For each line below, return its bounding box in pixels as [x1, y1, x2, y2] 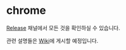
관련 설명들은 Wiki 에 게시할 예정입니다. [6, 37, 99, 44]
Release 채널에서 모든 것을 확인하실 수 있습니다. [6, 24, 121, 31]
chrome [6, 4, 47, 17]
